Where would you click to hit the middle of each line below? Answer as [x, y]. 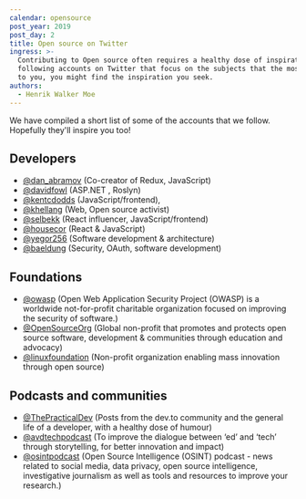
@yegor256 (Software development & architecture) [119, 239]
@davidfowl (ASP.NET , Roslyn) [82, 190]
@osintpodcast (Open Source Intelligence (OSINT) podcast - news [148, 456]
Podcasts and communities [88, 395]
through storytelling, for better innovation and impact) [123, 446]
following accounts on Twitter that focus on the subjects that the [150, 69]
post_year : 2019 [40, 26]
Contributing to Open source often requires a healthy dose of [140, 60]
